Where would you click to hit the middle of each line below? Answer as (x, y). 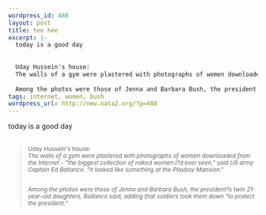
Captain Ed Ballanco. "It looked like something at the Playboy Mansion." (125, 170)
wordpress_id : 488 (38, 15)
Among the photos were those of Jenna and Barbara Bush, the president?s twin (136, 189)
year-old (39, 196)
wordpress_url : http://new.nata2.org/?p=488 (83, 104)
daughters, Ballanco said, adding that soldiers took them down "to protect (154, 196)
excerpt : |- (28, 38)
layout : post (30, 23)
